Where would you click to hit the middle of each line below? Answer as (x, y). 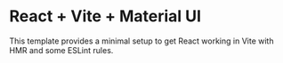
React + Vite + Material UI (105, 16)
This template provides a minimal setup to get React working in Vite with (141, 41)
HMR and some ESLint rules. (61, 50)
